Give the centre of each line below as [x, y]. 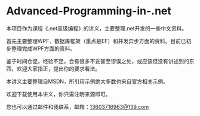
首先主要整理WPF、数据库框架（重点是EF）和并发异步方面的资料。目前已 [96, 41]
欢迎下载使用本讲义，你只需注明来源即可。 [59, 94]
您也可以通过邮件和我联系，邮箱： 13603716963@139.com [78, 106]
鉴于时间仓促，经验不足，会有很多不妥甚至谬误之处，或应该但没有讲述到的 [98, 61]
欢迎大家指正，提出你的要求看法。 [58, 68]
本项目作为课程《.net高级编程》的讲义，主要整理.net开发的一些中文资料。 [97, 28]
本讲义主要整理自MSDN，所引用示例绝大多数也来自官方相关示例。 [87, 81]
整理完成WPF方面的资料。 [43, 48]
